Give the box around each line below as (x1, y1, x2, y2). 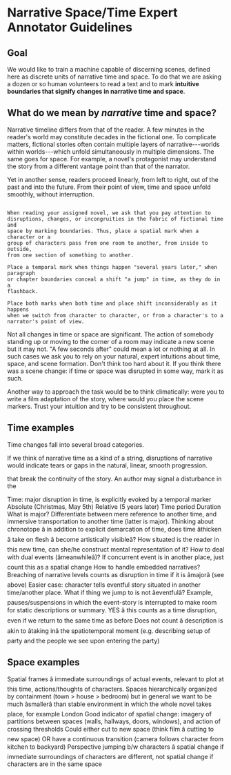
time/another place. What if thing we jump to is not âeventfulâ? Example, (7, 588, 213, 596)
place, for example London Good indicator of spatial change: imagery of (7, 710, 212, 718)
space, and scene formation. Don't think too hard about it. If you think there (7, 359, 221, 368)
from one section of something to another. (7, 252, 134, 259)
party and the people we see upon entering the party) (7, 636, 160, 645)
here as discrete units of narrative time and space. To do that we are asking (7, 72, 222, 81)
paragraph (7, 270, 36, 276)
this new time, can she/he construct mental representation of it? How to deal (7, 545, 225, 553)
